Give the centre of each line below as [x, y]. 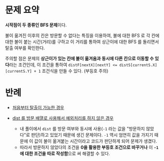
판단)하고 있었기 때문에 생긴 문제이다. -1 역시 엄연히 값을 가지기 [92, 135]
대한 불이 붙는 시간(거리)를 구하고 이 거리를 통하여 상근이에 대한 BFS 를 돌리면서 [82, 41]
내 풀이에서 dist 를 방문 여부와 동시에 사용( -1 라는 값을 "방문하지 [82, 128]
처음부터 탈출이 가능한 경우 [38, 107]
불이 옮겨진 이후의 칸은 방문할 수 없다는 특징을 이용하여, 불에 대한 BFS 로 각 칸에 [82, 35]
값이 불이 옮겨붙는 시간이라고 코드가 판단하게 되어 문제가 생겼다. [96, 141]
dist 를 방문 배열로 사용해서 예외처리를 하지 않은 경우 [63, 118]
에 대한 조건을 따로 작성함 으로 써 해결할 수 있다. [65, 153]
